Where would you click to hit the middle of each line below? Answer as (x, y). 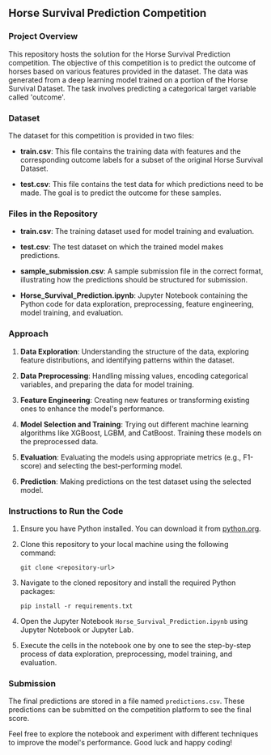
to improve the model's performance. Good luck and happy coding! (121, 743)
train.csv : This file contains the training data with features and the (130, 151)
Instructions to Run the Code (66, 511)
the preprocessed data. (59, 441)
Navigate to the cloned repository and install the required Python (128, 583)
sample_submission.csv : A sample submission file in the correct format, (142, 271)
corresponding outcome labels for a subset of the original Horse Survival (142, 159)
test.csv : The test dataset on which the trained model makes (122, 247)
